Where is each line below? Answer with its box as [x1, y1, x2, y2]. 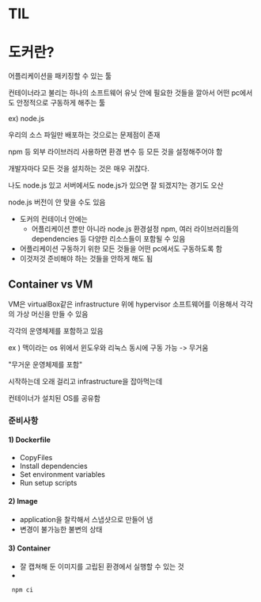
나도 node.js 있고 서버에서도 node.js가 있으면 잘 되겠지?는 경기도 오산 [8, 181, 224, 190]
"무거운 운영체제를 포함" [8, 360, 83, 369]
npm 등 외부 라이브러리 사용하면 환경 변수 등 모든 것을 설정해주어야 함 [8, 147, 223, 157]
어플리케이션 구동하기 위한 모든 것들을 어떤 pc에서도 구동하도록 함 [19, 244, 223, 253]
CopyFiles [19, 453, 53, 463]
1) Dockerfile [8, 435, 51, 444]
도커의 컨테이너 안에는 [19, 215, 89, 224]
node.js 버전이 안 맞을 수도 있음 [8, 197, 106, 207]
